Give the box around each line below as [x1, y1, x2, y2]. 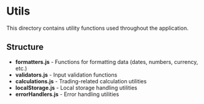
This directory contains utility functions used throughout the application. [6, 24, 189, 32]
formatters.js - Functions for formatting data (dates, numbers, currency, [15, 58, 198, 65]
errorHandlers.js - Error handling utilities [15, 90, 119, 98]
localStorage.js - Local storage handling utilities [15, 84, 138, 91]
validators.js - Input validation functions [15, 71, 118, 78]
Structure [6, 42, 44, 52]
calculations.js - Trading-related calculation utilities [15, 77, 147, 85]
